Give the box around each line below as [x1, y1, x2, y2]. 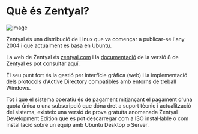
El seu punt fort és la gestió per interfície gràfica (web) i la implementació [6, 71, 188, 78]
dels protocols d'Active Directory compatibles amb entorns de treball [6, 78, 176, 85]
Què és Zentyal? [6, 4, 90, 18]
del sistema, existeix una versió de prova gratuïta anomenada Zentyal [6, 108, 178, 115]
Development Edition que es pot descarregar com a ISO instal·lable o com [6, 115, 189, 122]
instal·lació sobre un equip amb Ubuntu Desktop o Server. [6, 121, 149, 128]
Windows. [6, 84, 31, 91]
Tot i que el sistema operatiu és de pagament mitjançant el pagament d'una [6, 96, 193, 103]
